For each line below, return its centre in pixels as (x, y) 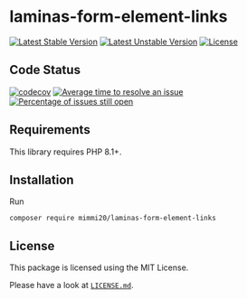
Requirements (50, 130)
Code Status (45, 70)
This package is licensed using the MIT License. (99, 267)
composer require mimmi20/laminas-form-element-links (113, 219)
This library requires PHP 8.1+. (66, 152)
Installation (42, 179)
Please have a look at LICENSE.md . (71, 285)
